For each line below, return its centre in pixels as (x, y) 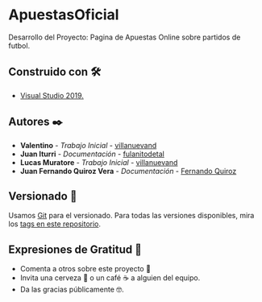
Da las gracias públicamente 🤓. (72, 290)
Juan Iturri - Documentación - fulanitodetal (92, 154)
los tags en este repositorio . (55, 224)
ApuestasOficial (64, 15)
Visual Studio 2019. (52, 95)
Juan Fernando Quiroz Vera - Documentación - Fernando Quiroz (128, 171)
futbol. (19, 45)
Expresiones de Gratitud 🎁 (75, 249)
